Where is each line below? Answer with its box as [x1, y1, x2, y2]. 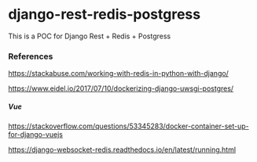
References [8, 51, 53, 62]
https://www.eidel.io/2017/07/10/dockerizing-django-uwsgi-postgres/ [8, 84, 234, 93]
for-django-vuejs [8, 130, 63, 139]
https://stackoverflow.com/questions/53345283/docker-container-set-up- [8, 121, 249, 131]
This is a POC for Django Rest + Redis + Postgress [8, 31, 171, 41]
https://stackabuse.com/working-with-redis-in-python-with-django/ [8, 69, 229, 78]
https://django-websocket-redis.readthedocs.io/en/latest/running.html [8, 145, 237, 154]
